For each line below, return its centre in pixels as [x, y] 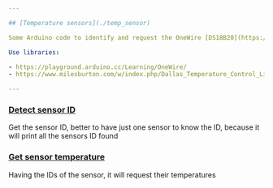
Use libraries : [34, 52]
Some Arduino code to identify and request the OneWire [105, 37]
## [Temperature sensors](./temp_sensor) [80, 23]
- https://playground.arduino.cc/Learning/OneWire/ [97, 67]
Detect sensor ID [42, 110]
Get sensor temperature [57, 157]
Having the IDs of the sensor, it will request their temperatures [113, 174]
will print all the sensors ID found [63, 136]
